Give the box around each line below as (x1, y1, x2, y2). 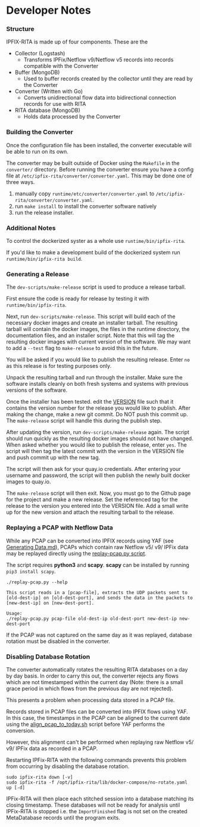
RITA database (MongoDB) (14, 107, 80, 114)
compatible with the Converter (23, 63, 99, 70)
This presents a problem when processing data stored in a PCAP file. (6, 696, 175, 703)
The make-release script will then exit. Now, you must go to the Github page (6, 489, 191, 497)
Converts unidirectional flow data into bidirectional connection (23, 94, 177, 101)
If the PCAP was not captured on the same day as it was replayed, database (6, 631, 192, 638)
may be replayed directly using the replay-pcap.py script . (6, 550, 147, 557)
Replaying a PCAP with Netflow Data (6, 523, 113, 532)
